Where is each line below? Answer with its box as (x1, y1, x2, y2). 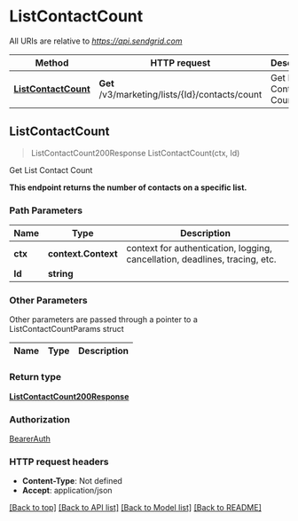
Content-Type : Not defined (21, 476, 122, 486)
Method (35, 56, 69, 68)
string (47, 268, 74, 280)
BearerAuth (9, 433, 51, 444)
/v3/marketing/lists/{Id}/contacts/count (98, 88, 263, 100)
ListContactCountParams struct (9, 324, 124, 335)
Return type (9, 371, 62, 383)
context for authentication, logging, (126, 242, 273, 255)
